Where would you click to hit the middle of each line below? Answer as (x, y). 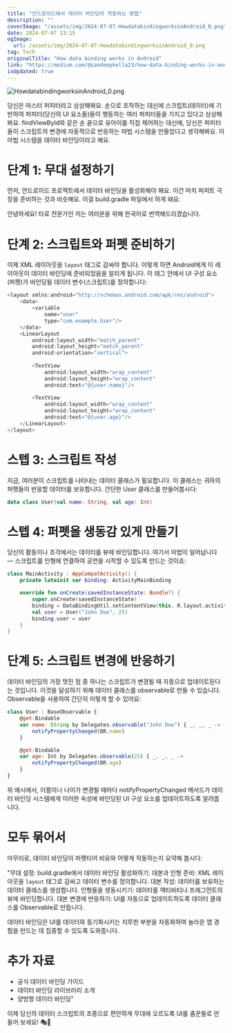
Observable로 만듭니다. (52, 907)
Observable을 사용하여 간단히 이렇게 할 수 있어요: (74, 699)
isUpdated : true (30, 71)
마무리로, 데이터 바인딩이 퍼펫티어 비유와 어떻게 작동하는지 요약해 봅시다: (105, 858)
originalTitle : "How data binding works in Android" (85, 59)
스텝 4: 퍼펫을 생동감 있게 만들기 (93, 532)
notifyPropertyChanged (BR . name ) (79, 731)
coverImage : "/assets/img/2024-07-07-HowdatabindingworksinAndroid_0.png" (117, 26)
